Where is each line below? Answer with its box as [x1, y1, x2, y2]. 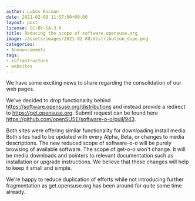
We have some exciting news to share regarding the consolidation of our [6, 79, 181, 86]
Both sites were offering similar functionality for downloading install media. [6, 127, 187, 134]
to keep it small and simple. [6, 165, 72, 172]
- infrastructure [6, 58, 49, 63]
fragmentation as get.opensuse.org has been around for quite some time [6, 182, 182, 189]
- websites [6, 63, 33, 69]
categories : [6, 42, 35, 48]
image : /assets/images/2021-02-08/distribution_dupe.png [6, 36, 149, 42]
